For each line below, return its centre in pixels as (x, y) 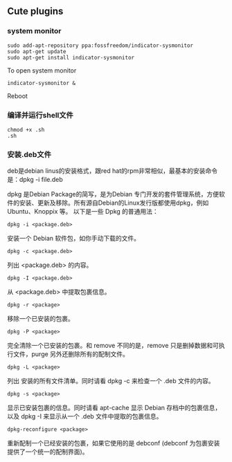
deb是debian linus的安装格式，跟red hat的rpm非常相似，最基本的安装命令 (113, 171)
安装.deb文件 (29, 154)
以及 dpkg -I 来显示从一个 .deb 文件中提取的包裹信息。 (85, 416)
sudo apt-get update (37, 51)
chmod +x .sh (26, 130)
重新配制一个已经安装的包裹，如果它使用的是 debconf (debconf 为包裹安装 (114, 443)
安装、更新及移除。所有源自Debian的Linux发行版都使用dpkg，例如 (114, 203)
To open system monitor (42, 70)
